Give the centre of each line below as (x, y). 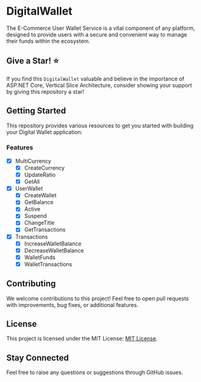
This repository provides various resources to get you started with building (100, 126)
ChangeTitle (39, 223)
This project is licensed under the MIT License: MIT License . (82, 339)
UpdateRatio (40, 174)
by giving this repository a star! (45, 91)
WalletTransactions (48, 264)
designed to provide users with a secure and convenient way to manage (97, 34)
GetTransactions (45, 230)
